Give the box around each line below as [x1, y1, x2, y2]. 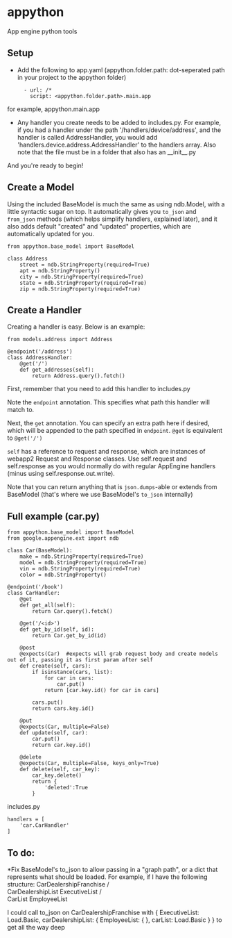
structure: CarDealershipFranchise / [7, 880, 109, 888]
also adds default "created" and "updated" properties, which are [7, 222, 192, 230]
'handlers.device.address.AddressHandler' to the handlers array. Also [17, 140, 217, 149]
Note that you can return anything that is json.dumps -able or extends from [7, 483, 217, 491]
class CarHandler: [7, 590, 60, 597]
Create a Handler [7, 304, 82, 316]
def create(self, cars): [19, 663, 91, 670]
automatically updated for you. [7, 229, 95, 238]
